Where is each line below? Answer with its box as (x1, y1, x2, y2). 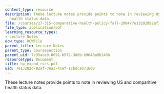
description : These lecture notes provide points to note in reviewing (5, 12, 154, 17)
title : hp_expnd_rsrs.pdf (5, 61, 58, 66)
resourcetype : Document (5, 57, 54, 62)
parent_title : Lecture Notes (5, 43, 64, 48)
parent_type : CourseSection (5, 48, 62, 53)
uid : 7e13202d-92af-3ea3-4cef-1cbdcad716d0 (5, 66, 95, 71)
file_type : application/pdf (5, 25, 62, 30)
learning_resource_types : (5, 30, 58, 35)
